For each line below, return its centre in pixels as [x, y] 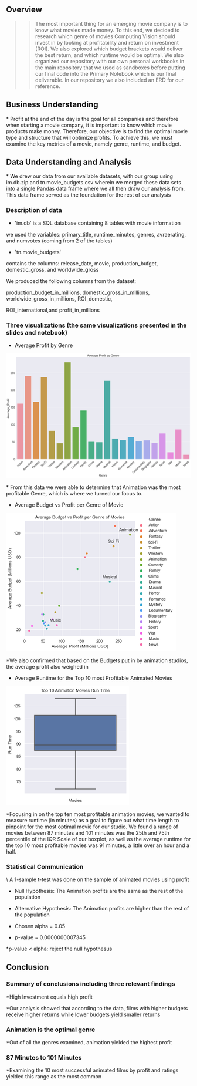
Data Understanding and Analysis [69, 162]
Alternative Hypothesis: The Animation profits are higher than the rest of [102, 908]
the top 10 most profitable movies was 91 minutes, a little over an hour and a [98, 845]
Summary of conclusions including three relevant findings [91, 984]
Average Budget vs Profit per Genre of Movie [69, 505]
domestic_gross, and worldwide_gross [52, 269]
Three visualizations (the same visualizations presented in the [96, 325]
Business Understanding [52, 105]
